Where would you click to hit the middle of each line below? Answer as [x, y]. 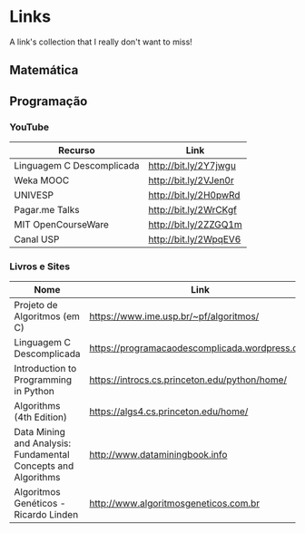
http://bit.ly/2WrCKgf [193, 210]
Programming [43, 380]
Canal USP [37, 239]
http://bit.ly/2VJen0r [191, 180]
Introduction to [45, 369]
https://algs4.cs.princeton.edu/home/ [169, 412]
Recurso [77, 150]
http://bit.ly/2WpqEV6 [195, 239]
